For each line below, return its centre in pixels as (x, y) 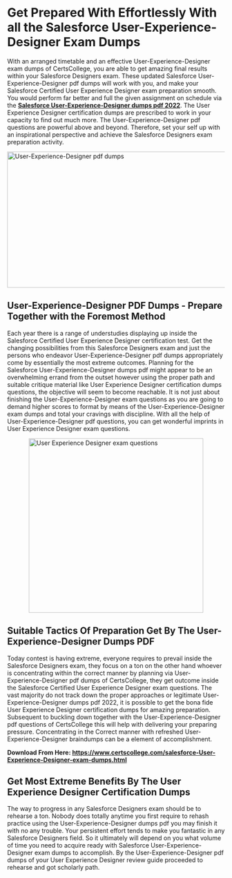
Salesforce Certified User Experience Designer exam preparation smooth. (112, 90)
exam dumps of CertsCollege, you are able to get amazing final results (107, 68)
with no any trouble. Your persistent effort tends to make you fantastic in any (116, 831)
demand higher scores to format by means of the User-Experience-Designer (116, 406)
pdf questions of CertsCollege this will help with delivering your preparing (112, 724)
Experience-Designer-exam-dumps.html (67, 760)
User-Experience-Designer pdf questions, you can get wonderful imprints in (115, 421)
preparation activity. (36, 142)
